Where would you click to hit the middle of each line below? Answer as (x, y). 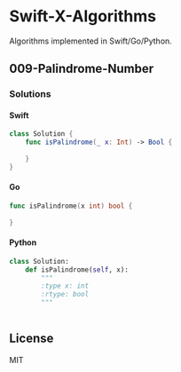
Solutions (30, 94)
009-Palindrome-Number (81, 69)
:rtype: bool (65, 295)
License (31, 339)
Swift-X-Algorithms (83, 16)
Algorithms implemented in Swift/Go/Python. (91, 41)
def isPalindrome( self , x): (77, 269)
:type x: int (65, 286)
